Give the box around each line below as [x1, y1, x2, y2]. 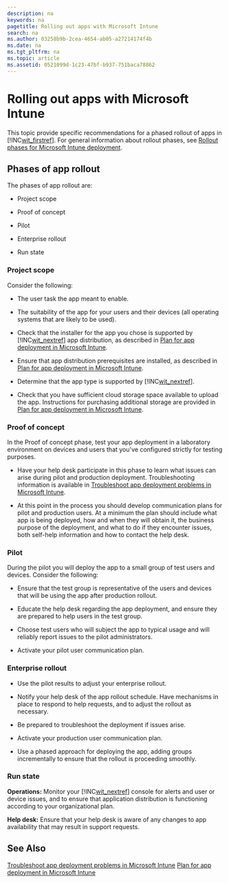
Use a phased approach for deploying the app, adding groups [17, 747, 193, 755]
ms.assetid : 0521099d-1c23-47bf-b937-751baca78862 [7, 61, 155, 68]
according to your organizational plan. [7, 802, 115, 810]
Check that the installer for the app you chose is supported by [17, 328, 193, 336]
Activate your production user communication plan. [17, 733, 163, 742]
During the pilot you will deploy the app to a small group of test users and [7, 563, 215, 572]
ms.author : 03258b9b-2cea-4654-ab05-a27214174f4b [7, 36, 153, 43]
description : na [7, 10, 54, 17]
